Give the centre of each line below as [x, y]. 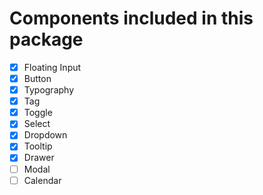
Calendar [42, 180]
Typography [49, 90]
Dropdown [45, 135]
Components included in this [131, 18]
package [46, 39]
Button [37, 78]
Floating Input [52, 67]
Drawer [39, 158]
